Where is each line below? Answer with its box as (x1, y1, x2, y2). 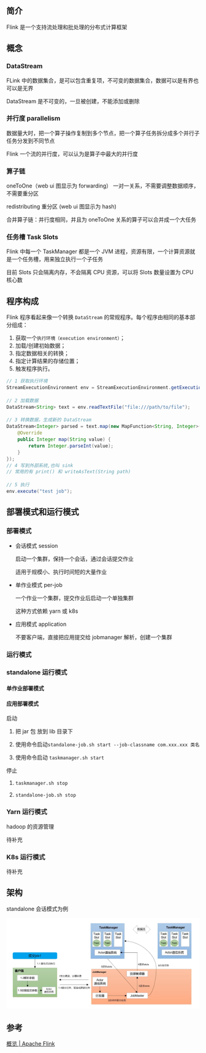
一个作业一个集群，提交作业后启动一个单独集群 (15, 594, 134, 601)
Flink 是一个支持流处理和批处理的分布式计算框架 (6, 23, 128, 31)
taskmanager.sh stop (15, 780, 68, 787)
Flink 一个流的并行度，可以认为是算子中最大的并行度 (6, 150, 138, 157)
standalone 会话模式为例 (6, 905, 69, 912)
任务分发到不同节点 (6, 137, 55, 144)
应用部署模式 (6, 700, 39, 707)
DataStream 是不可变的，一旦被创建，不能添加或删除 (6, 97, 140, 105)
